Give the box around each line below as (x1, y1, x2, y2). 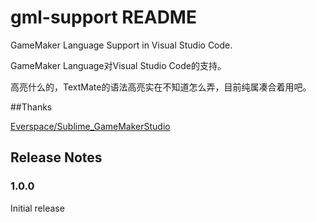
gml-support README (10, 6, 197, 29)
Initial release (10, 202, 65, 214)
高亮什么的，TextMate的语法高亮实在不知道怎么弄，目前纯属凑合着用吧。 (10, 81, 312, 93)
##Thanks (10, 101, 53, 113)
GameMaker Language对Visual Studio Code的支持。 (10, 59, 227, 71)
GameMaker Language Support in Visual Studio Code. (10, 39, 233, 51)
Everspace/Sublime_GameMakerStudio (10, 120, 171, 132)
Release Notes (10, 149, 103, 166)
